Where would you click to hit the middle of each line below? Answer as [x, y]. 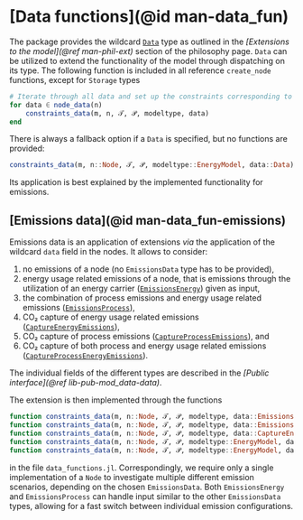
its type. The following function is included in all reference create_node [140, 70]
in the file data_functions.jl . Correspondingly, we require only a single [142, 468]
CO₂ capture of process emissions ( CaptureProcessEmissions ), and [146, 337]
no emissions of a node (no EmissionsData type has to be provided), [148, 269]
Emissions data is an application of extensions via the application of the [142, 242]
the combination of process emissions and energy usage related [142, 298]
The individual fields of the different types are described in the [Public [139, 373]
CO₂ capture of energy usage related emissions [111, 317]
